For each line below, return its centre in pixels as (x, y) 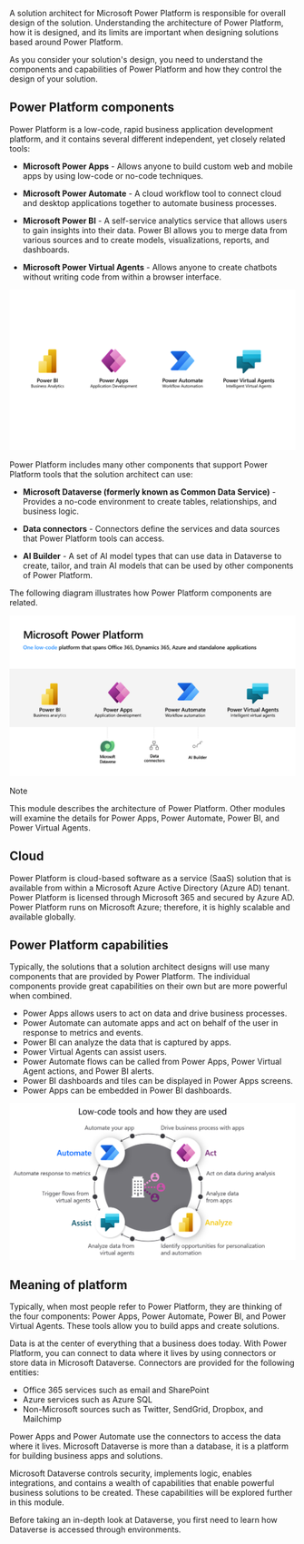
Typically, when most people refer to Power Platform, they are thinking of (146, 1307)
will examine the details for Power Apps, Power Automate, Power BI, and (144, 818)
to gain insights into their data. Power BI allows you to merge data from (155, 230)
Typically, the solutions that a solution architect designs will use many (140, 967)
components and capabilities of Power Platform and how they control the (146, 69)
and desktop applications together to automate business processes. (149, 202)
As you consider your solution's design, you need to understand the (136, 59)
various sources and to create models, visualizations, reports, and (146, 240)
